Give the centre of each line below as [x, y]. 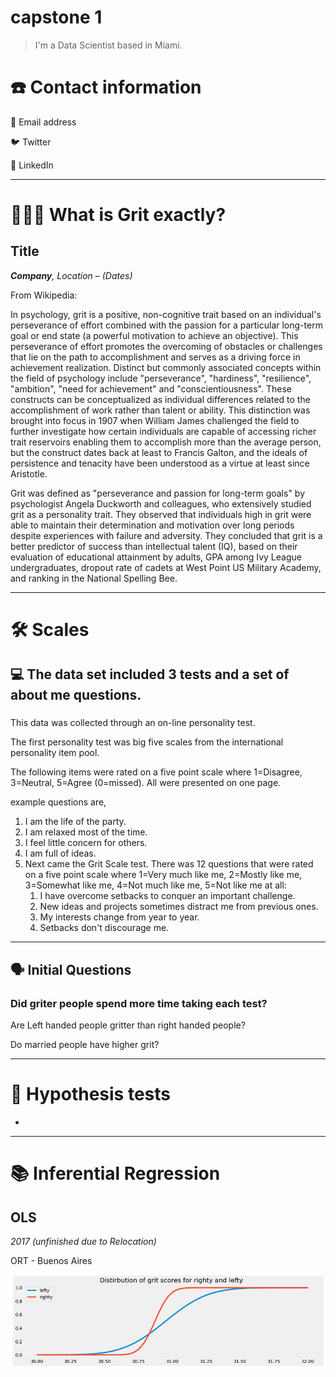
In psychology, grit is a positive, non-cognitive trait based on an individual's [166, 314]
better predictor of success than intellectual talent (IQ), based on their [154, 546]
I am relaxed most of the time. [86, 832]
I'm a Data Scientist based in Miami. [108, 45]
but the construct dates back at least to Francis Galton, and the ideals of [159, 452]
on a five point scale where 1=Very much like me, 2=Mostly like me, [163, 875]
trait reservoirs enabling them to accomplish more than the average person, [166, 442]
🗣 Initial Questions [71, 969]
